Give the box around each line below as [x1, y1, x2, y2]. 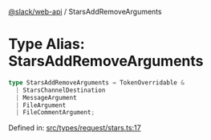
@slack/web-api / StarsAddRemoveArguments [8, 7, 162, 16]
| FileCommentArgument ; [15, 109, 95, 117]
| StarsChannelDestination [15, 86, 106, 94]
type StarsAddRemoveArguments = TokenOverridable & [8, 78, 185, 87]
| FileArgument [15, 101, 67, 109]
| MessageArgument [15, 93, 78, 101]
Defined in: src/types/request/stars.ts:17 [8, 123, 142, 133]
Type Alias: [8, 35, 86, 53]
